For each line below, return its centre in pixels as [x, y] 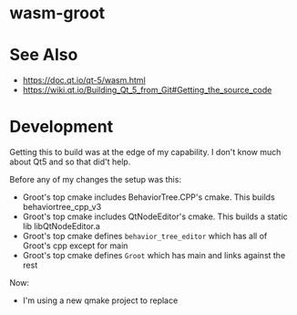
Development [61, 127]
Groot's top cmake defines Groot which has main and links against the [154, 256]
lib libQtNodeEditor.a [61, 226]
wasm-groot [57, 13]
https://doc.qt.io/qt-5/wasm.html [84, 80]
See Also [44, 55]
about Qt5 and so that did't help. [70, 162]
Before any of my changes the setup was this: [96, 180]
